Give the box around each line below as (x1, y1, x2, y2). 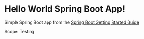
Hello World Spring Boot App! (4, 3, 126, 14)
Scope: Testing (4, 28, 35, 34)
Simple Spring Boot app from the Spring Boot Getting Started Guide (4, 19, 139, 25)
